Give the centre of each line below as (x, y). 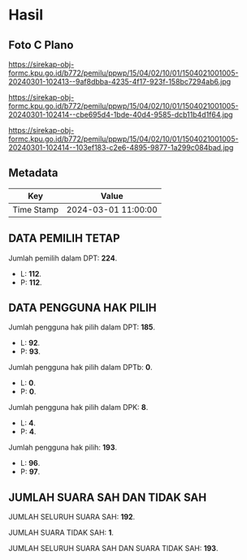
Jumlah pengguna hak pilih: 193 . (63, 447)
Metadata (33, 173)
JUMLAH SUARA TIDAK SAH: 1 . (61, 532)
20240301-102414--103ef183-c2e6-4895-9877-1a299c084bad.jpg (121, 147)
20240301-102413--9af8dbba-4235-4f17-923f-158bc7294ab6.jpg (120, 82)
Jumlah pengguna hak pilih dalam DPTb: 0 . (80, 368)
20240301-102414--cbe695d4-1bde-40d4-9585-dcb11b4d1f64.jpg (121, 114)
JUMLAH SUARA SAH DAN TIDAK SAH (108, 497)
